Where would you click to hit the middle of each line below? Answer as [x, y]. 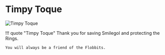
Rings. [12, 38]
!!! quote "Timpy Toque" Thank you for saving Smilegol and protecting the [83, 33]
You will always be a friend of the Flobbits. [56, 47]
